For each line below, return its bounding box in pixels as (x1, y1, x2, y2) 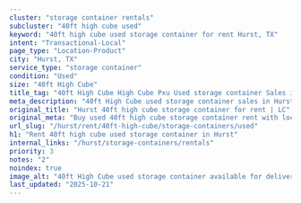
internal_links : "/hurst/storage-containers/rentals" (9, 138, 215, 147)
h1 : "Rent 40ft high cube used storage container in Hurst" (9, 130, 239, 139)
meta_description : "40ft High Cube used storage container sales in (9, 96, 271, 106)
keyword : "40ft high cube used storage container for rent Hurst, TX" (9, 30, 279, 39)
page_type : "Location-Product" (9, 47, 126, 56)
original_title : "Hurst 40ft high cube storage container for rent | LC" (9, 105, 291, 114)
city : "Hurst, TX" (9, 55, 78, 64)
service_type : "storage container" (9, 64, 142, 73)
